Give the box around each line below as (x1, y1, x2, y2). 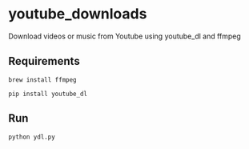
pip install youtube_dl (8, 90, 88, 98)
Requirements (8, 54, 80, 68)
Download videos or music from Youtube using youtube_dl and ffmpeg (8, 31, 242, 41)
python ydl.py (8, 133, 56, 141)
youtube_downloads (8, 5, 147, 23)
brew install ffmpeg (8, 75, 78, 84)
